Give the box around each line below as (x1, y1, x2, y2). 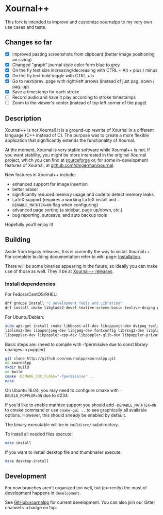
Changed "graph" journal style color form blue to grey (12, 62, 120, 68)
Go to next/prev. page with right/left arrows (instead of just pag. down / (12, 78, 155, 84)
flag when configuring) (52, 202, 98, 208)
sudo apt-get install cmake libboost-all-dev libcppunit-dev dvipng (5, 324, 147, 328)
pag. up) (12, 84, 29, 90)
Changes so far (5, 38, 52, 47)
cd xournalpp (5, 360, 32, 365)
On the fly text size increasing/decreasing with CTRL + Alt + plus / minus (12, 67, 158, 73)
